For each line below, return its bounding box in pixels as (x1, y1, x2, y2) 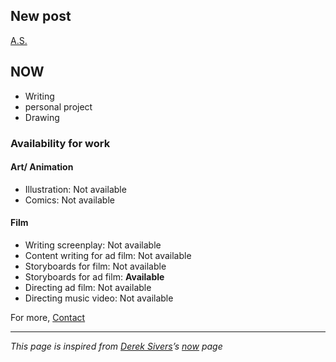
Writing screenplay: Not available (24, 239, 162, 251)
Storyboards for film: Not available (24, 260, 167, 272)
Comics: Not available (24, 194, 115, 206)
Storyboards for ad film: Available (24, 270, 165, 283)
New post (10, 8, 72, 25)
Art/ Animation (10, 161, 74, 173)
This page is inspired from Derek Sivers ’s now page (10, 340, 223, 352)
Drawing (24, 111, 60, 123)
